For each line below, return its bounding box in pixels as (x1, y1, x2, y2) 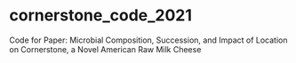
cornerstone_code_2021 (9, 5, 193, 26)
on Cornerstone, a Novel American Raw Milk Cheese (9, 43, 202, 54)
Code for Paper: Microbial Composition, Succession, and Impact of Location (9, 35, 288, 45)
